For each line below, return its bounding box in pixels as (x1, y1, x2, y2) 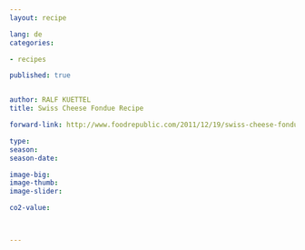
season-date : (9, 154, 59, 163)
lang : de (9, 29, 43, 39)
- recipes (9, 55, 47, 64)
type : (9, 136, 30, 145)
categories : (9, 38, 54, 47)
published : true (9, 71, 71, 80)
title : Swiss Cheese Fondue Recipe (9, 104, 144, 114)
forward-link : (9, 120, 64, 129)
